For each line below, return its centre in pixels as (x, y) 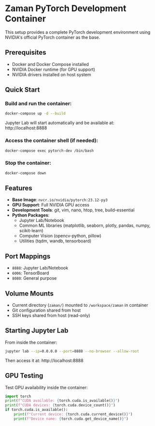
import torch (18, 396)
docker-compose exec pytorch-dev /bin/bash (49, 151)
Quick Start (22, 90)
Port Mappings (28, 256)
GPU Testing (24, 376)
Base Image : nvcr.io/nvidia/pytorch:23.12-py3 (60, 200)
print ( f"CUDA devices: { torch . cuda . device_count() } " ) (60, 405)
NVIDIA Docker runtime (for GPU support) (54, 69)
